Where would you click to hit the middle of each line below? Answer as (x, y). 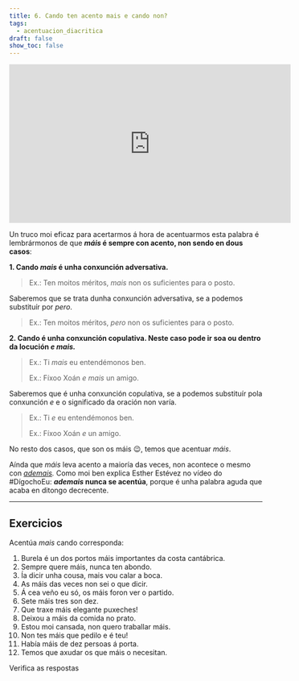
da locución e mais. (42, 347)
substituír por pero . (41, 307)
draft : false (31, 38)
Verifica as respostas (44, 668)
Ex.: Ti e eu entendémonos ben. (82, 418)
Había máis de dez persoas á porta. (80, 644)
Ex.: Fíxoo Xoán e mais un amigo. (84, 378)
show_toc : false (36, 46)
